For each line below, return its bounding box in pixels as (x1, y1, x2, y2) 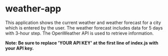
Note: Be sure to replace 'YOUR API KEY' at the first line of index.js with (5, 39, 158, 45)
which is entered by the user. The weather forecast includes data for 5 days (5, 24, 163, 30)
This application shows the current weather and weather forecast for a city (5, 19, 161, 25)
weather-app (5, 3, 62, 14)
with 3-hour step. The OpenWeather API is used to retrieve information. (5, 30, 154, 36)
